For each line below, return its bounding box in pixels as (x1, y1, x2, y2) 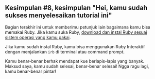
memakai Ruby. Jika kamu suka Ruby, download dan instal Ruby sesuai (5, 29, 147, 35)
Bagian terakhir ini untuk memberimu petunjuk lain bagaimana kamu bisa (5, 24, 151, 30)
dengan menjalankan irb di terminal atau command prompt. (5, 49, 125, 54)
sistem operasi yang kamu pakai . (5, 34, 71, 40)
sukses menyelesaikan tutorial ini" (5, 12, 112, 20)
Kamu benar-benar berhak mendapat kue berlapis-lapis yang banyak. (5, 58, 145, 64)
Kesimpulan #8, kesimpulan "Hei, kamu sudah (5, 4, 148, 12)
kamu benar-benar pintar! (5, 68, 57, 74)
